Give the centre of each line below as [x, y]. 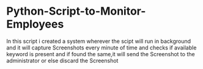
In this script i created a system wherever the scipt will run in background [99, 41]
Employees [35, 24]
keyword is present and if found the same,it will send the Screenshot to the [101, 54]
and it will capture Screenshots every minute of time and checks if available [102, 48]
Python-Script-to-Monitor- [76, 11]
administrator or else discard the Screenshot [62, 60]
